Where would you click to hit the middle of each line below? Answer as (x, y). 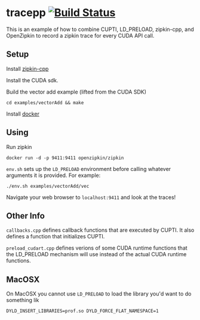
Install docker (23, 114)
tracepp (26, 13)
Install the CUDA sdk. (32, 80)
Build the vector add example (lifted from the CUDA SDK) (76, 92)
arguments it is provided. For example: (53, 175)
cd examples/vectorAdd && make (45, 102)
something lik (23, 300)
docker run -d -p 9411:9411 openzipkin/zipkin (65, 158)
